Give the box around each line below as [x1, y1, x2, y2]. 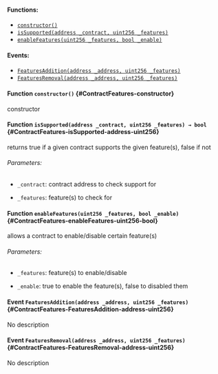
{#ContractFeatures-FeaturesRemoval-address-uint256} [7, 344, 175, 352]
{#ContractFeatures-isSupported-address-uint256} [7, 128, 160, 136]
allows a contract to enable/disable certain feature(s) [7, 232, 157, 240]
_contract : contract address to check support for [17, 180, 157, 188]
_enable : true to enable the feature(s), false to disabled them [17, 282, 188, 290]
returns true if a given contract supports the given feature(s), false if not [7, 143, 211, 151]
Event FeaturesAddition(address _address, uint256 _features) [7, 298, 189, 306]
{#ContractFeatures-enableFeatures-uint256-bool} [7, 217, 158, 225]
